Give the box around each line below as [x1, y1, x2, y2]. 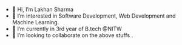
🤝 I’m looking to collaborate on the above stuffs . [12, 32, 133, 39]
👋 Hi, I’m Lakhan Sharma [12, 6, 74, 13]
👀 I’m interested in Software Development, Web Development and [12, 12, 176, 19]
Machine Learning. [12, 19, 59, 26]
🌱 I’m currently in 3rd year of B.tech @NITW [12, 25, 123, 32]
